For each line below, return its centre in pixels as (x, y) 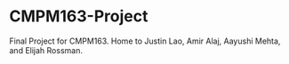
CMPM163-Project (79, 16)
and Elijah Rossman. (46, 50)
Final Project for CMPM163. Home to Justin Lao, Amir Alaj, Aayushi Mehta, (145, 41)
